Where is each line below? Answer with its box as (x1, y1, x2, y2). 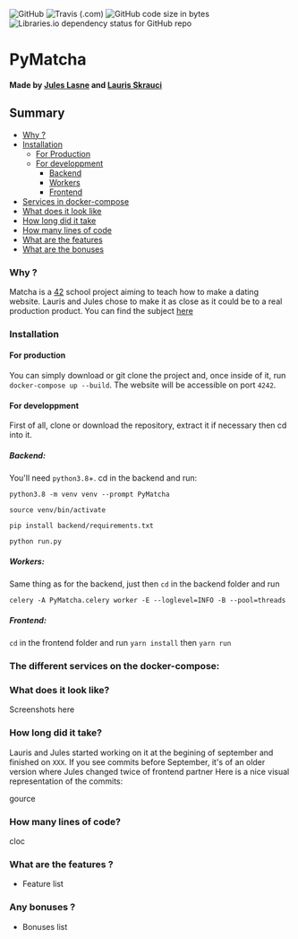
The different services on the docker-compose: (9, 660, 220, 673)
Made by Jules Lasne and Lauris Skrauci (9, 79, 163, 90)
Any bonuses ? (9, 901, 76, 914)
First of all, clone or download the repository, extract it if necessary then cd (9, 420, 287, 430)
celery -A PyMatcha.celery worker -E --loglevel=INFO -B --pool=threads (9, 596, 286, 605)
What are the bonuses (21, 243, 105, 255)
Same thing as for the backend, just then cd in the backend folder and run (9, 578, 280, 589)
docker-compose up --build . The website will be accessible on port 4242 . (9, 379, 277, 390)
